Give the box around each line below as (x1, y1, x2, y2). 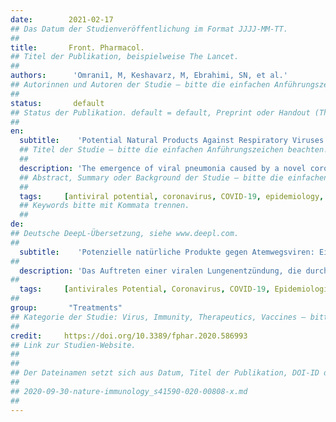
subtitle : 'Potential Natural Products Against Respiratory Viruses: (19, 136, 329, 146)
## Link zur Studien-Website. (10, 340, 137, 350)
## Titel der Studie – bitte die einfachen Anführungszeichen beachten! (19, 145, 329, 155)
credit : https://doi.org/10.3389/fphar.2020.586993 (10, 331, 248, 341)
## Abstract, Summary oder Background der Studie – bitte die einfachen (19, 172, 329, 183)
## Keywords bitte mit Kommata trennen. (19, 201, 190, 211)
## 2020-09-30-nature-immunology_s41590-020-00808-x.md (10, 386, 248, 396)
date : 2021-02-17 (10, 14, 114, 25)
